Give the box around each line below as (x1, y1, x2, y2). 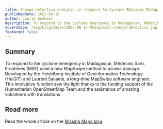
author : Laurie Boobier (5, 16, 53, 21)
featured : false (5, 30, 38, 34)
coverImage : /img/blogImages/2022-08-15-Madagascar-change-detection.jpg (5, 25, 158, 30)
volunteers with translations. (5, 91, 62, 97)
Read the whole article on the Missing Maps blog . (5, 118, 104, 124)
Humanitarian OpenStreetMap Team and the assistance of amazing (5, 86, 139, 92)
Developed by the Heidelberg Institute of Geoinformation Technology (5, 71, 143, 77)
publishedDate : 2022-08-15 (5, 12, 60, 16)
